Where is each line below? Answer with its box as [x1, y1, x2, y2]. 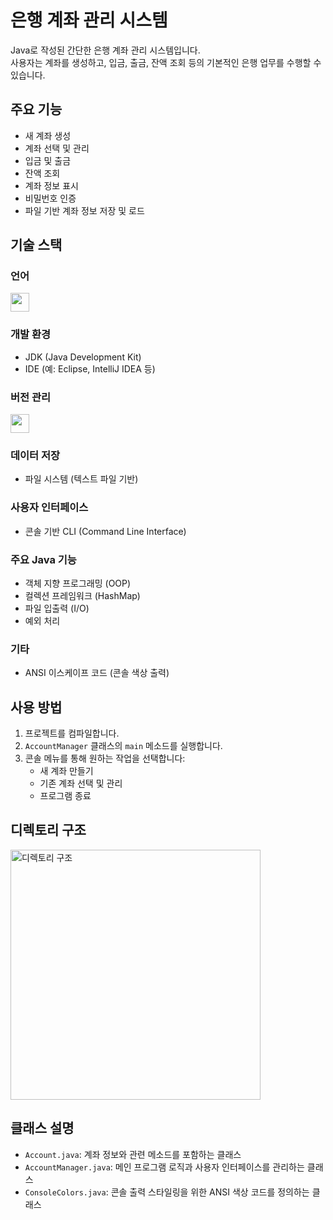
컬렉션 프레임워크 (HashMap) [24, 589, 141, 601]
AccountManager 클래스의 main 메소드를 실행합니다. [24, 740, 223, 752]
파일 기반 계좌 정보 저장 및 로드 [24, 204, 145, 216]
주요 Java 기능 [10, 552, 77, 566]
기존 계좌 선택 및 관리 [39, 777, 123, 790]
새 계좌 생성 [24, 129, 72, 141]
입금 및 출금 [24, 154, 72, 166]
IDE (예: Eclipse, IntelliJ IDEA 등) [24, 362, 156, 375]
